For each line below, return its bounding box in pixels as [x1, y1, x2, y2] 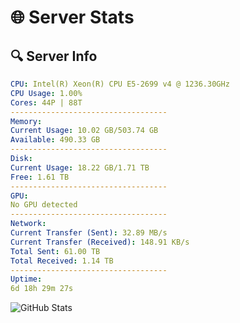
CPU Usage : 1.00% [10, 88, 83, 98]
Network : [10, 219, 47, 229]
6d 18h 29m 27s [10, 284, 74, 294]
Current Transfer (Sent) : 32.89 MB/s [10, 228, 168, 238]
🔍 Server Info [10, 47, 98, 65]
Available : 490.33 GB [10, 135, 101, 145]
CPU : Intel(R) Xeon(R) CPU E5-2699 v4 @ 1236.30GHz [10, 79, 230, 89]
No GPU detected [10, 200, 78, 210]
